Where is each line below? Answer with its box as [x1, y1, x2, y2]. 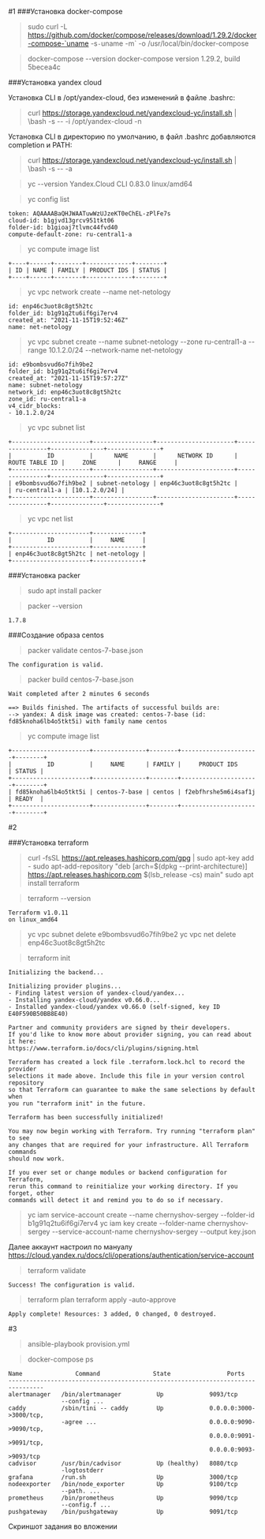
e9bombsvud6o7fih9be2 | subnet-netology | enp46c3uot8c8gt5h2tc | [15, 480, 238, 487]
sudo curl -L [27, 22, 68, 31]
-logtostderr [61, 1466, 104, 1474]
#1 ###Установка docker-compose [8, 7, 123, 16]
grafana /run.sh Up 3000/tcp [8, 1474, 238, 1481]
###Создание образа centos [8, 630, 104, 640]
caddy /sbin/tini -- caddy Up [8, 1404, 164, 1412]
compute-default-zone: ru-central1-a [8, 230, 132, 238]
